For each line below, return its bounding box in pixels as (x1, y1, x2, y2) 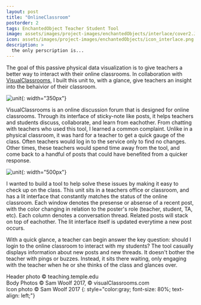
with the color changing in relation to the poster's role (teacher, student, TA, (6, 205, 193, 212)
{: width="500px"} (21, 168, 67, 175)
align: (6, 292, 20, 299)
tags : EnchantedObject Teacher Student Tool (6, 25, 119, 32)
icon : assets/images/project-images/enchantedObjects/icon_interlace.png (6, 36, 194, 42)
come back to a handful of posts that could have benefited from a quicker (6, 150, 188, 158)
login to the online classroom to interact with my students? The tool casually (6, 242, 194, 249)
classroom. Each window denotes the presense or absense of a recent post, (6, 199, 194, 206)
